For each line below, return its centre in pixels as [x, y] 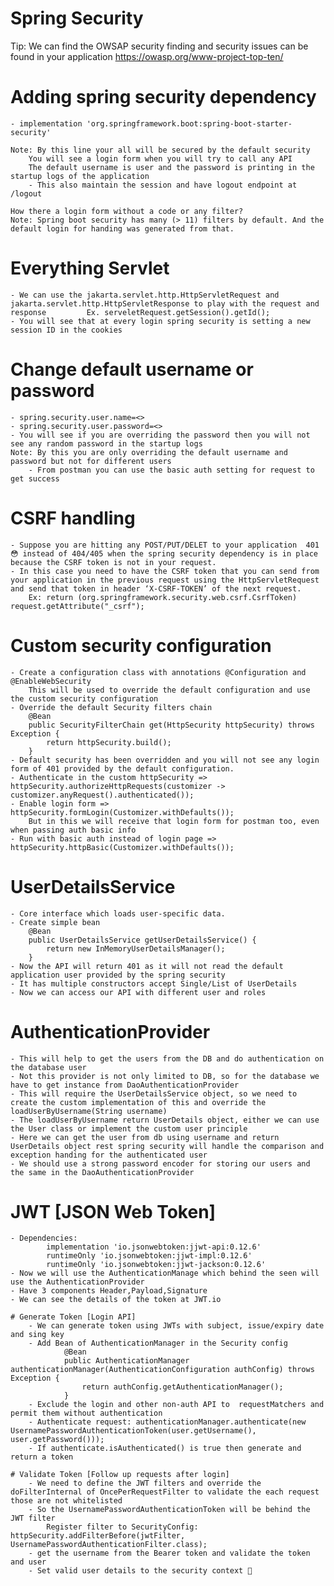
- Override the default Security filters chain [111, 707]
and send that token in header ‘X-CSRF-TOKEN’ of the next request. [156, 588]
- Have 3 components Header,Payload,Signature [109, 1291]
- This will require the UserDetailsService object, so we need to [154, 1093]
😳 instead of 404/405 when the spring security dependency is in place [164, 553]
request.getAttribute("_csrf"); [77, 606]
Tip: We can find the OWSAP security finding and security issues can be [159, 46]
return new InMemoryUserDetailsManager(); [136, 948]
